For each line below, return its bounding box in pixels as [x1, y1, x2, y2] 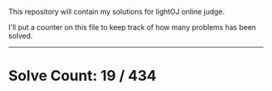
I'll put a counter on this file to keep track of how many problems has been [8, 23, 257, 31]
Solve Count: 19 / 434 [8, 67, 157, 85]
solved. [8, 31, 33, 40]
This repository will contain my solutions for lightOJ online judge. [8, 7, 225, 16]
